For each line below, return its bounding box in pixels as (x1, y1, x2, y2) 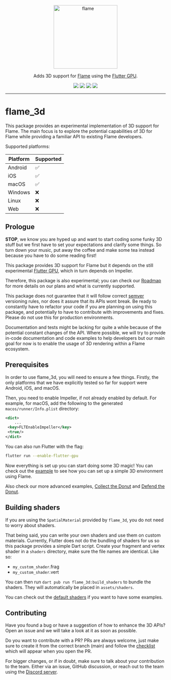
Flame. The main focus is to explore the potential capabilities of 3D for (5, 128, 153, 134)
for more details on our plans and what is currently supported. (5, 283, 135, 289)
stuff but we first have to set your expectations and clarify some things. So (5, 242, 162, 248)
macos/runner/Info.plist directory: (5, 405, 79, 411)
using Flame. (5, 473, 32, 479)
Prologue (5, 223, 35, 231)
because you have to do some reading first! (5, 252, 97, 258)
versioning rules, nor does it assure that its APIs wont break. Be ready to (5, 298, 157, 304)
